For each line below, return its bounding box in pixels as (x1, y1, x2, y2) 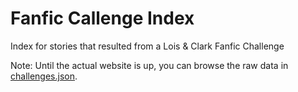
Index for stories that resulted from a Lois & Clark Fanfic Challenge (10, 40, 285, 52)
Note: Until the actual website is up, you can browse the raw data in (10, 59, 289, 71)
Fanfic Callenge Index (10, 7, 195, 30)
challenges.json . (10, 70, 78, 82)
